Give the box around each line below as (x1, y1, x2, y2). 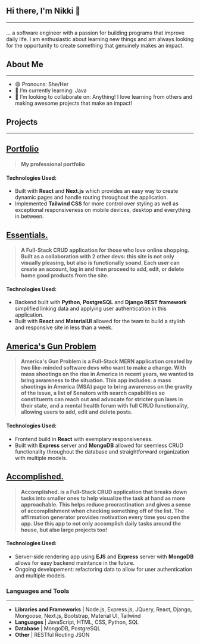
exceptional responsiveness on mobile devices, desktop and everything (14, 207, 191, 214)
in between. (14, 212, 44, 220)
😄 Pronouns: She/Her (14, 81, 69, 88)
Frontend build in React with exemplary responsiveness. (14, 435, 153, 442)
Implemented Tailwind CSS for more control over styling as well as (14, 200, 179, 207)
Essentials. (6, 230, 48, 240)
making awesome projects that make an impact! (14, 99, 133, 107)
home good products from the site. (20, 272, 109, 279)
